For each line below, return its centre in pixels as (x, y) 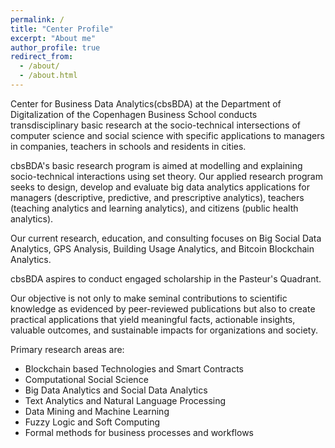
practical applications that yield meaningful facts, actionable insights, (153, 319)
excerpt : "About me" (53, 38)
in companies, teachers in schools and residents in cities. (128, 146)
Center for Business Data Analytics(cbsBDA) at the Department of (146, 103)
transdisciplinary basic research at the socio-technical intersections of (156, 125)
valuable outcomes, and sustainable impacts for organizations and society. (164, 330)
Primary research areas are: (67, 349)
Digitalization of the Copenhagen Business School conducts (134, 114)
